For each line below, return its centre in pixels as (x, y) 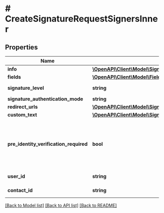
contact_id (20, 190)
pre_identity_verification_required (48, 144)
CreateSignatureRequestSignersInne (82, 19)
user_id (16, 176)
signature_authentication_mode (45, 99)
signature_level (26, 88)
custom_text (22, 115)
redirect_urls (23, 107)
